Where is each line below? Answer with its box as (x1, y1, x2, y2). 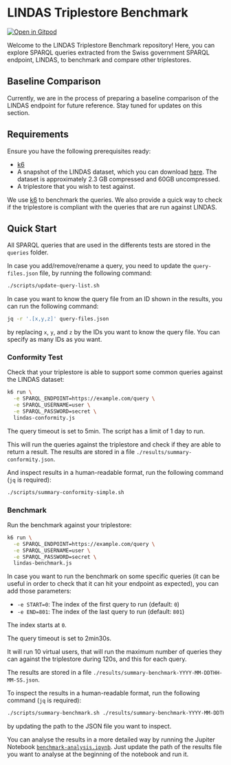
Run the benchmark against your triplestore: (7, 520, 132, 529)
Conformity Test (7, 353, 63, 363)
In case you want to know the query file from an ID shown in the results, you (7, 295, 223, 303)
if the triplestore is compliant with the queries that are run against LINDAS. (7, 203, 218, 211)
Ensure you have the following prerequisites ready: (7, 147, 151, 155)
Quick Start (7, 223, 57, 234)
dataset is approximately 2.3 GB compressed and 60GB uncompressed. (16, 174, 221, 183)
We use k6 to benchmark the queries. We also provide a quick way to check (7, 195, 223, 204)
